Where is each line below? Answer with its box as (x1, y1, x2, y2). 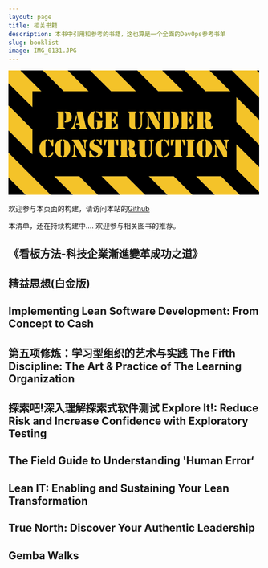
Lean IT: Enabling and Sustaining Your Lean (8, 481, 230, 495)
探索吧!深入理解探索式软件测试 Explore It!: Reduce (8, 402, 259, 415)
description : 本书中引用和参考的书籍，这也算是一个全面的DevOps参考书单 (8, 30, 226, 38)
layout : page (8, 13, 52, 21)
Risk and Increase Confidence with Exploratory (8, 415, 249, 428)
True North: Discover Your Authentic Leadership (8, 521, 255, 535)
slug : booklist (8, 39, 59, 47)
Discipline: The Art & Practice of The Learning (8, 359, 242, 373)
